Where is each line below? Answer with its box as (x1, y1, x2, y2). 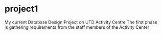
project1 (4, 3, 38, 14)
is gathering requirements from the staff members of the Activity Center (4, 24, 150, 30)
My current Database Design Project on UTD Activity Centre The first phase (4, 19, 158, 25)
